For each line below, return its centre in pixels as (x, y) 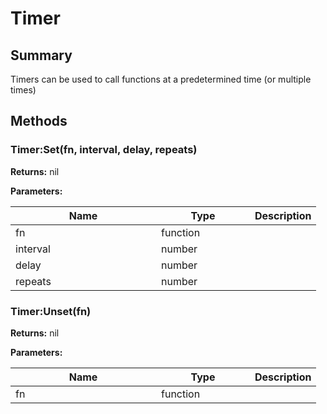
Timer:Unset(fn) (51, 311)
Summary (41, 55)
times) (23, 90)
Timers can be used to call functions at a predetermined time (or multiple (161, 79)
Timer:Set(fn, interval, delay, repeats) (104, 150)
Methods (39, 121)
